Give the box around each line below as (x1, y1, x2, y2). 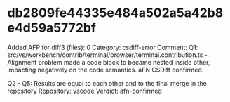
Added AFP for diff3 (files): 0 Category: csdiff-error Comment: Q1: (7, 43, 198, 51)
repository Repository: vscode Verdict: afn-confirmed (7, 87, 163, 95)
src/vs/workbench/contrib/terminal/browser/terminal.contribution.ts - (7, 51, 208, 59)
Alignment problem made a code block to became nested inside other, (7, 58, 210, 66)
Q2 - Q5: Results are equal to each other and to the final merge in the (7, 79, 207, 87)
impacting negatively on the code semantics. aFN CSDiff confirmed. (7, 65, 204, 74)
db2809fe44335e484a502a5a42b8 (7, 5, 224, 21)
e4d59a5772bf (7, 20, 97, 36)
